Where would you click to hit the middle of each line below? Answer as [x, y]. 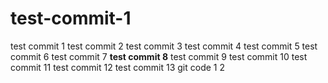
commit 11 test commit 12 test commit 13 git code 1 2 [118, 67]
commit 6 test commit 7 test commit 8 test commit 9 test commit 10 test [159, 56]
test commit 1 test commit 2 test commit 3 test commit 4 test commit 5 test [164, 46]
